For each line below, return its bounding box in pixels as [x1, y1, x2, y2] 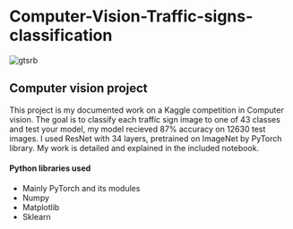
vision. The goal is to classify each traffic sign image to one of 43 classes [9, 114, 280, 124]
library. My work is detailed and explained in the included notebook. [9, 142, 260, 153]
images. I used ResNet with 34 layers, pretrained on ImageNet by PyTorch [9, 132, 282, 144]
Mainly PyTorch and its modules [22, 182, 141, 193]
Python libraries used [9, 163, 91, 174]
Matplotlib [22, 201, 60, 212]
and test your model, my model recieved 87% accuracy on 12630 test [9, 123, 266, 134]
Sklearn [22, 211, 51, 222]
